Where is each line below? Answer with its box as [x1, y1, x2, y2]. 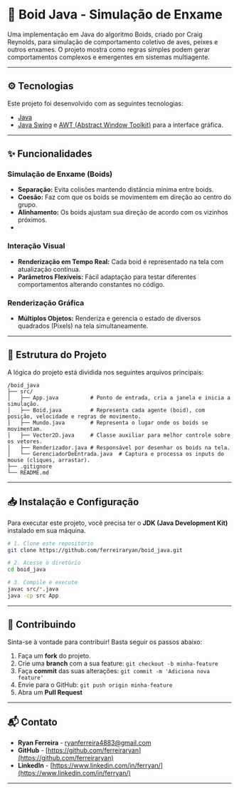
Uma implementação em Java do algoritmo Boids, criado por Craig [7, 30, 203, 39]
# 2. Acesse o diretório [7, 559, 81, 566]
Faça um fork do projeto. [17, 651, 91, 660]
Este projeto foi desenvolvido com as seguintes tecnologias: [7, 99, 184, 108]
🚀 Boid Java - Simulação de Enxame [7, 6, 223, 23]
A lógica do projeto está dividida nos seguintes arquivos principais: [7, 367, 204, 377]
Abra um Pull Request [17, 688, 83, 696]
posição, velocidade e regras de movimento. [7, 413, 142, 420]
